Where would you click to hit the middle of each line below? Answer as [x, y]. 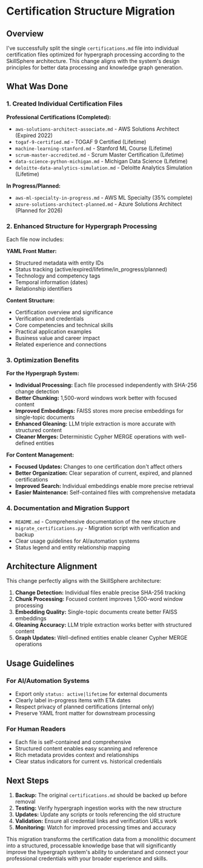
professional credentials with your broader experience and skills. [87, 859]
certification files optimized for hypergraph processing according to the [95, 55]
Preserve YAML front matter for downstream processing [85, 713]
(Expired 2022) [34, 135]
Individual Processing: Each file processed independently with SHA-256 [106, 385]
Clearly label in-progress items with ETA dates [73, 700]
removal [25, 802]
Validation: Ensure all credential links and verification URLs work [96, 821]
